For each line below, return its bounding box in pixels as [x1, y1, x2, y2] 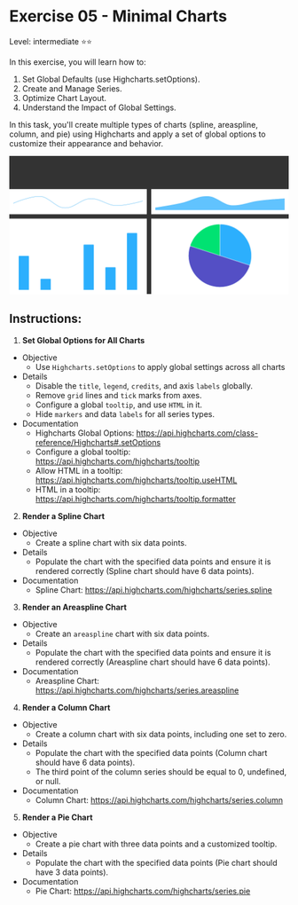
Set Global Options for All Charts [21, 334, 145, 345]
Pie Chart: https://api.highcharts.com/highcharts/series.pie [35, 885, 251, 896]
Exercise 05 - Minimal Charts [9, 6, 228, 27]
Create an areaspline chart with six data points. [35, 628, 210, 639]
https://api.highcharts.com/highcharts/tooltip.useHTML [35, 475, 238, 485]
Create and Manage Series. [21, 83, 122, 94]
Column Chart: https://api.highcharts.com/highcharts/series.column [35, 794, 284, 805]
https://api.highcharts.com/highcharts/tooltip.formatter [35, 493, 237, 504]
